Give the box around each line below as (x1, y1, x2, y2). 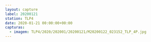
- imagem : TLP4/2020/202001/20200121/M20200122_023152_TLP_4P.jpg (9, 29, 147, 34)
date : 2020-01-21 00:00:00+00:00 (5, 20, 73, 26)
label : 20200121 (5, 12, 38, 16)
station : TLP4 (5, 16, 34, 21)
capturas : (5, 25, 25, 30)
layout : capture (5, 7, 38, 12)
